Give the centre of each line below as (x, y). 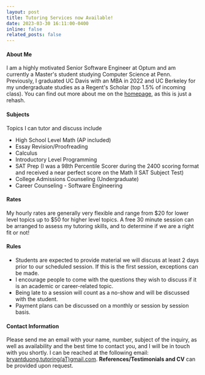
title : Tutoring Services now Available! (60, 18)
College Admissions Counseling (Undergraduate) (77, 179)
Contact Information (33, 326)
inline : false (24, 29)
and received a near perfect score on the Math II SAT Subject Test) (99, 173)
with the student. (36, 299)
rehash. (16, 100)
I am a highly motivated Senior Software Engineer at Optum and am (91, 68)
